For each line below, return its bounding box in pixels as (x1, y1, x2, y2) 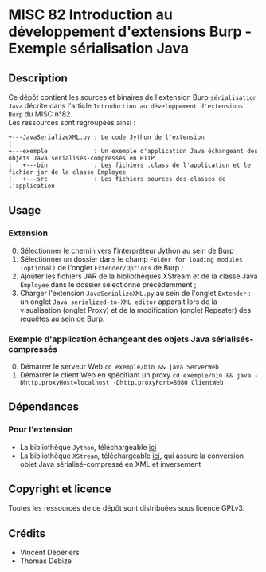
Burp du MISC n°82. (8, 109, 73, 119)
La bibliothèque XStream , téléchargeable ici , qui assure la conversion (19, 451, 244, 460)
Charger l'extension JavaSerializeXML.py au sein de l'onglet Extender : (19, 288, 251, 298)
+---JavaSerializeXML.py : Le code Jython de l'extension (8, 133, 205, 141)
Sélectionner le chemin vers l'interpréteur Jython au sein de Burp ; (19, 246, 239, 255)
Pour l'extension (8, 424, 73, 436)
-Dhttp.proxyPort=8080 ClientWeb (112, 378, 224, 386)
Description (8, 71, 68, 85)
